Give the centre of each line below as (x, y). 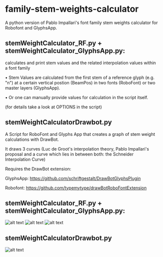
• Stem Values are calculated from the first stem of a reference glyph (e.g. (80, 77)
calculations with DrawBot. (32, 139)
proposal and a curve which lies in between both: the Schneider (69, 154)
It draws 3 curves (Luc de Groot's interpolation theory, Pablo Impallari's (77, 149)
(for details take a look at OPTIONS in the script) (54, 107)
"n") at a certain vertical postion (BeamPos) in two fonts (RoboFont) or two (80, 82)
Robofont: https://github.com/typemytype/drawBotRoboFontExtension (76, 188)
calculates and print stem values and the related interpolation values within (81, 63)
